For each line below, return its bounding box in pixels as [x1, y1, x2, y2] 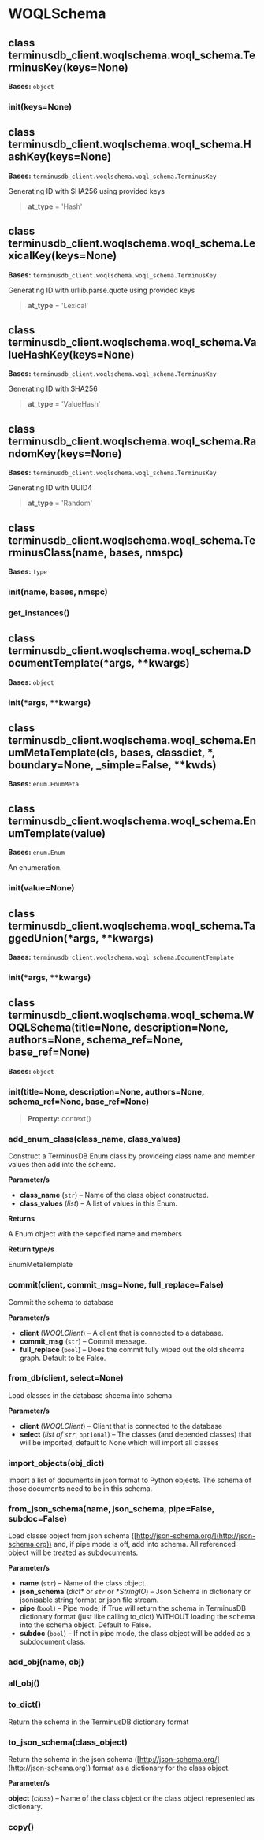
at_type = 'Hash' [27, 202, 83, 211]
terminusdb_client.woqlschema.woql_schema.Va [8, 336, 257, 349]
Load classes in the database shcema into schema [8, 1390, 173, 1400]
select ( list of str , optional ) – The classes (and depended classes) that [19, 1429, 252, 1439]
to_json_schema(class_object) [8, 1737, 128, 1748]
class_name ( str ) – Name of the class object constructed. [19, 1191, 209, 1200]
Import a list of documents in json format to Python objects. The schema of [8, 1475, 252, 1485]
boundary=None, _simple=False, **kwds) [8, 758, 217, 771]
